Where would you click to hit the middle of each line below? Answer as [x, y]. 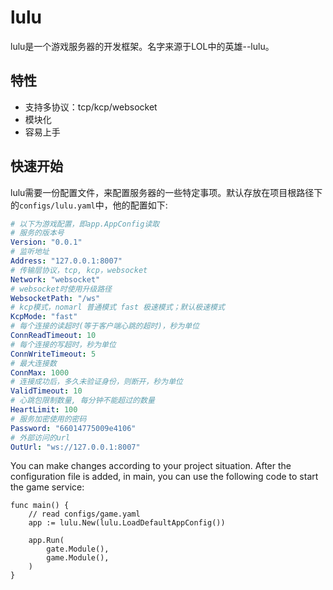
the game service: [47, 487]
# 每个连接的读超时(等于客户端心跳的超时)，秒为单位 [105, 326]
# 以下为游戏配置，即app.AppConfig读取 [85, 224]
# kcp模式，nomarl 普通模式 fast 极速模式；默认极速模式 [117, 307]
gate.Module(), [78, 549]
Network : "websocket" [55, 279]
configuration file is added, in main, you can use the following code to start [164, 477]
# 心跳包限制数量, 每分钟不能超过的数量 [82, 401]
